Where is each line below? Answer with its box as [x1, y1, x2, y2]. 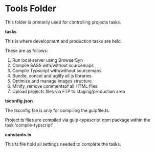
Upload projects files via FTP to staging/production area [12, 88, 126, 94]
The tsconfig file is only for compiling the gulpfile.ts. [5, 107, 110, 113]
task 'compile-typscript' [5, 122, 53, 128]
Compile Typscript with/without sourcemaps [12, 67, 102, 74]
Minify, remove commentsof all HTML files [12, 83, 98, 89]
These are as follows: [5, 48, 48, 53]
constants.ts [5, 131, 32, 137]
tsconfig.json [5, 98, 33, 103]
